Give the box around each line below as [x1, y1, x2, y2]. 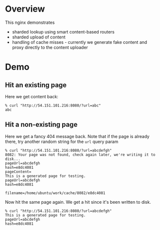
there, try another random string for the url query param [5, 139, 118, 144]
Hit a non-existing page [5, 121, 78, 129]
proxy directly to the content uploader [12, 44, 89, 50]
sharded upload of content [12, 34, 66, 40]
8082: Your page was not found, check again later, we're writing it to [5, 152, 156, 157]
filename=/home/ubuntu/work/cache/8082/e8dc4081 [5, 191, 106, 195]
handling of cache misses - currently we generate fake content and [12, 39, 147, 45]
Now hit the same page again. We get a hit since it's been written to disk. [5, 199, 151, 205]
